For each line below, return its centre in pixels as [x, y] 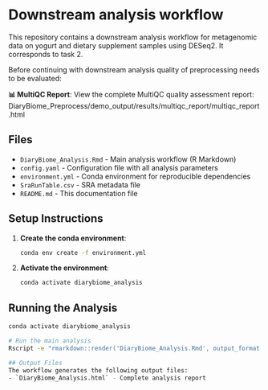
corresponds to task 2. [46, 54]
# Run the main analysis [50, 341]
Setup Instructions [56, 219]
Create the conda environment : [73, 238]
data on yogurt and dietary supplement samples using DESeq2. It [116, 45]
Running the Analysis [63, 308]
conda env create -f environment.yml [83, 252]
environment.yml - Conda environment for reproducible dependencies [135, 176]
